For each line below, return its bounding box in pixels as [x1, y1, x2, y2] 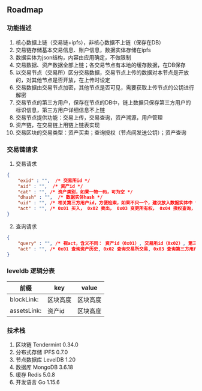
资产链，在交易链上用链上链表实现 [15, 121, 100, 129]
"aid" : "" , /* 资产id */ [17, 183, 83, 189]
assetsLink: [10, 306, 42, 315]
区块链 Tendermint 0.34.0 [15, 341, 79, 348]
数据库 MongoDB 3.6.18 [15, 363, 74, 371]
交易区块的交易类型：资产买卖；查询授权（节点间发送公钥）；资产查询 [15, 129, 186, 136]
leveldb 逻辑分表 [7, 267, 55, 275]
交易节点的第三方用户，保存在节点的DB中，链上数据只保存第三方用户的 [15, 99, 191, 106]
